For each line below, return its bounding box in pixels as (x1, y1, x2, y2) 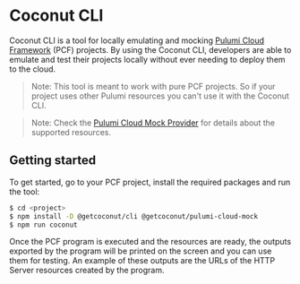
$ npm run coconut (9, 220, 78, 229)
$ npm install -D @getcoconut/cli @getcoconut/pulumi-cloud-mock (9, 211, 258, 220)
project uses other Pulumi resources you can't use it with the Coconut (30, 90, 289, 101)
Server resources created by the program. (9, 265, 165, 276)
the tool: (9, 185, 40, 197)
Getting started (9, 153, 97, 168)
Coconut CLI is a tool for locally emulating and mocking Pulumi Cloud (9, 35, 265, 46)
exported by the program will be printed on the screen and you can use (9, 245, 272, 256)
